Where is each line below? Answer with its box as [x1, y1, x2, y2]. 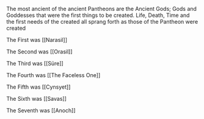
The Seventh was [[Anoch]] [6, 107, 76, 114]
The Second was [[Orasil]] [6, 48, 73, 55]
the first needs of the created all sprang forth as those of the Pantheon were [6, 18, 199, 25]
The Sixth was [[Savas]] [6, 95, 67, 102]
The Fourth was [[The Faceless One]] [6, 72, 101, 78]
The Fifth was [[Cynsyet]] [6, 83, 71, 90]
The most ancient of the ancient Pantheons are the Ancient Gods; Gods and [6, 5, 197, 12]
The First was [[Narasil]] [6, 36, 68, 43]
